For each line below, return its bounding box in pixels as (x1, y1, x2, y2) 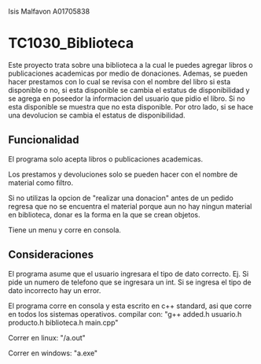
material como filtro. (8, 177, 73, 188)
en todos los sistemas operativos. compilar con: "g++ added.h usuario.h (8, 309, 242, 318)
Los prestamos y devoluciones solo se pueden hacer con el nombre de (8, 169, 238, 179)
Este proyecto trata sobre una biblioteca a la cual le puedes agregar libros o (8, 60, 253, 69)
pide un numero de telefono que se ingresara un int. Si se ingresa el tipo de (8, 277, 252, 287)
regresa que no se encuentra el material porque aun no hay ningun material (8, 201, 252, 211)
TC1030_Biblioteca (8, 35, 134, 52)
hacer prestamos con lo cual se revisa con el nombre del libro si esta (8, 76, 231, 86)
